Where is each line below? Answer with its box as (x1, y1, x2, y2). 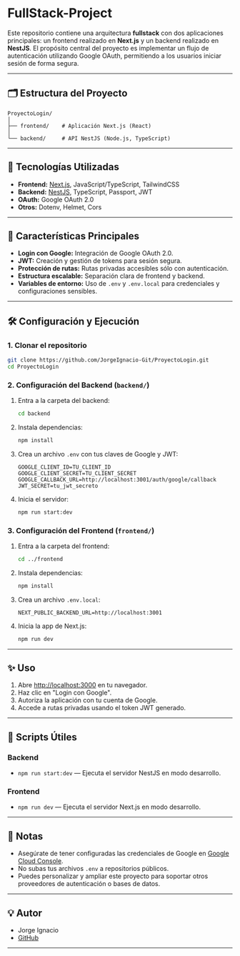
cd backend (17, 410, 51, 417)
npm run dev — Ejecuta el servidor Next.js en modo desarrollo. (17, 802, 201, 812)
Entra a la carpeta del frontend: (17, 542, 110, 551)
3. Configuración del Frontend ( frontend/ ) (7, 525, 155, 535)
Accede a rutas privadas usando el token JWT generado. (17, 704, 186, 712)
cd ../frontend (17, 556, 64, 563)
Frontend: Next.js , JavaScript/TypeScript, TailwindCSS (17, 180, 180, 189)
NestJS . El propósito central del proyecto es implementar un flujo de (7, 44, 209, 52)
